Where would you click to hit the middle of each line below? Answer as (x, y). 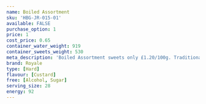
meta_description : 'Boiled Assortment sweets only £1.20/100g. (89, 58)
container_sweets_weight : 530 (45, 52)
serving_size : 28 (29, 86)
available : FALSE (29, 23)
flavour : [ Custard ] (31, 75)
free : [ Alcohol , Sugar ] (37, 80)
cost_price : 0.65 (29, 40)
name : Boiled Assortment (38, 12)
